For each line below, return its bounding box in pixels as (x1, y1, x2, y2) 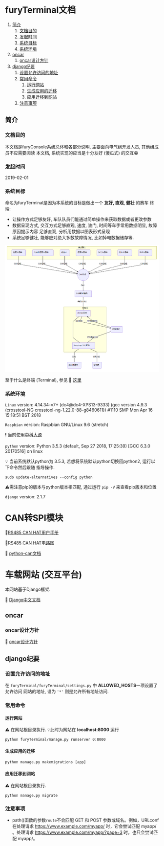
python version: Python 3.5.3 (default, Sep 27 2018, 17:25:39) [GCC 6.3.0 (5, 443, 150, 449)
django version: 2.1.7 (5, 493, 46, 499)
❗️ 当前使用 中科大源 (5, 431, 42, 438)
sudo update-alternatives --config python (5, 475, 93, 480)
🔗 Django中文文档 (5, 597, 41, 602)
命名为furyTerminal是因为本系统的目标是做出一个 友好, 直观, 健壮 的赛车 (5, 200, 149, 206)
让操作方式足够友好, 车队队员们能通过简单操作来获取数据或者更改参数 (12, 216, 152, 223)
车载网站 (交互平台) (5, 569, 82, 580)
